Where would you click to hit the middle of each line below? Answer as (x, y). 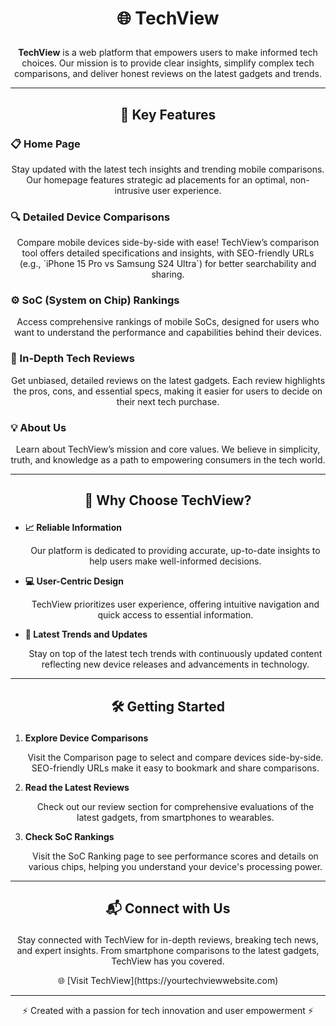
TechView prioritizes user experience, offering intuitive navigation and (175, 604)
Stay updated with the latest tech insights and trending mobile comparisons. (168, 169)
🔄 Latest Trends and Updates (86, 634)
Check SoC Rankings (69, 836)
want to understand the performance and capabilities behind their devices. (168, 333)
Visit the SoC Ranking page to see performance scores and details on (175, 856)
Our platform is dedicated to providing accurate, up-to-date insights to (175, 551)
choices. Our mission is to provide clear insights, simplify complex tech (168, 63)
